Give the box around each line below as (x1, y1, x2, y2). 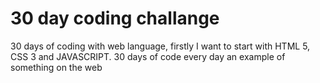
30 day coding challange (10, 7, 220, 30)
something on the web (10, 61, 103, 73)
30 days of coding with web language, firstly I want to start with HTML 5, (10, 40, 311, 52)
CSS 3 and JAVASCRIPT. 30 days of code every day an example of (10, 50, 286, 62)
